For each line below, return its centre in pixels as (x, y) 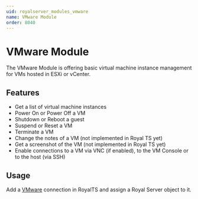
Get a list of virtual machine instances (61, 107)
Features (23, 93)
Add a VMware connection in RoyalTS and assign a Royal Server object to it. (99, 190)
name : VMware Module (32, 17)
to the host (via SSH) (40, 157)
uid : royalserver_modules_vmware (47, 11)
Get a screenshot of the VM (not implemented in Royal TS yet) (90, 144)
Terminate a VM (34, 132)
